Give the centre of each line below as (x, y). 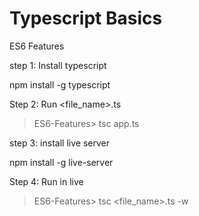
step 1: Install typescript (58, 65)
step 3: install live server (59, 143)
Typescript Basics (86, 18)
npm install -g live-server (61, 162)
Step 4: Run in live (46, 181)
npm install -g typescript (60, 84)
